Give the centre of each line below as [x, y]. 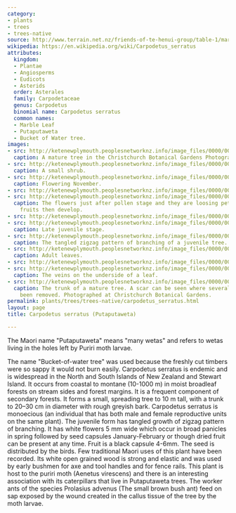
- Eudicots [29, 79]
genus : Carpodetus [41, 105]
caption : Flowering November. [58, 183]
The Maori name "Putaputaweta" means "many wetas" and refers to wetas [115, 340]
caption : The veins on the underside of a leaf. [86, 275]
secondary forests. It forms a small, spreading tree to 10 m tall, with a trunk [116, 398]
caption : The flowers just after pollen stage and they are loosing [116, 203]
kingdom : [26, 60]
